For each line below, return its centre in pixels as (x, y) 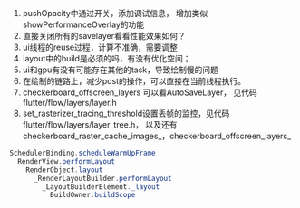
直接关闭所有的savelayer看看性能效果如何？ (104, 36)
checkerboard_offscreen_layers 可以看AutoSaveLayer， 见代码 (140, 92)
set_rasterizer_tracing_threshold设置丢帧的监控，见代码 (126, 113)
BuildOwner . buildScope (92, 195)
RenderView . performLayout (67, 161)
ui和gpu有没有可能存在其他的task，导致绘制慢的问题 (121, 70)
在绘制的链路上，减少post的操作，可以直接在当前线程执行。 (134, 81)
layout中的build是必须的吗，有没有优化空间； (106, 58)
